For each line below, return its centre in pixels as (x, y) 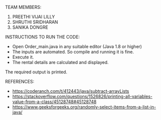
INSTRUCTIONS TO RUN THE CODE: (42, 37)
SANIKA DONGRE (30, 27)
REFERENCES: (20, 82)
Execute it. (23, 57)
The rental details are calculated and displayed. (60, 62)
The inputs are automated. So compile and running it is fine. (73, 52)
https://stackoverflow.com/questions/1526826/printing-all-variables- (82, 96)
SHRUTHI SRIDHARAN (35, 22)
